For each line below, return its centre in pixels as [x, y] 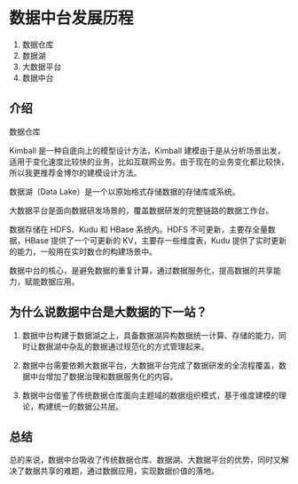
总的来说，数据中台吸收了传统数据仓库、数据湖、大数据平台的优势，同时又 [145, 460]
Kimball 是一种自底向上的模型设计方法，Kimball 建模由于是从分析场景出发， [147, 150]
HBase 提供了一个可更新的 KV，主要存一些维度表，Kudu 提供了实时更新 [155, 240]
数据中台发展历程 [72, 18]
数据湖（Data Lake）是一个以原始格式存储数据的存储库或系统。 [125, 191]
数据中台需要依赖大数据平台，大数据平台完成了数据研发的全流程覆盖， [150, 365]
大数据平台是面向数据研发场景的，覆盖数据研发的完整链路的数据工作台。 [141, 210]
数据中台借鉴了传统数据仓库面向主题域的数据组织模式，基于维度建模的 [150, 395]
